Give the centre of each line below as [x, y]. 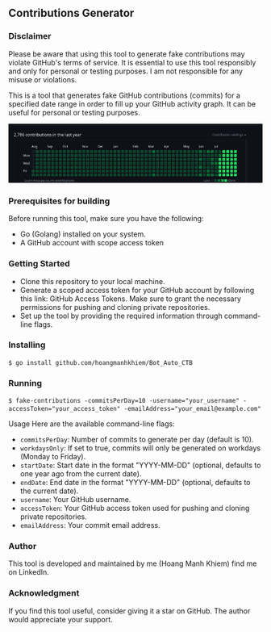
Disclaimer [30, 36]
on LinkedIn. [29, 572]
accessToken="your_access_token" [65, 409]
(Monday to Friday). [53, 457]
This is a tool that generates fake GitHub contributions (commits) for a [124, 95]
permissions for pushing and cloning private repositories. [115, 307]
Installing [27, 345]
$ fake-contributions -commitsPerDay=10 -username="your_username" [124, 401]
